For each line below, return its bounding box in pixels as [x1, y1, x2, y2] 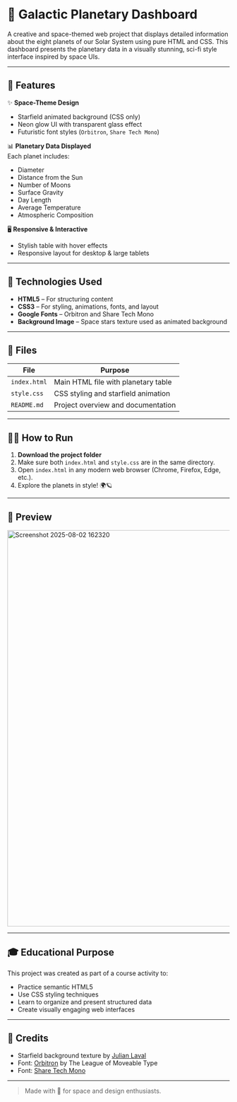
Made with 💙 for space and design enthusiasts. [24, 1086, 162, 1095]
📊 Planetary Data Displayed [7, 142, 92, 150]
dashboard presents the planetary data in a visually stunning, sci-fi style [7, 45, 217, 53]
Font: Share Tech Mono [17, 1066, 86, 1074]
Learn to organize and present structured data [17, 997, 152, 1006]
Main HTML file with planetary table [54, 377, 172, 387]
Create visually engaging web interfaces [17, 1005, 135, 1014]
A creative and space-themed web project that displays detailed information [7, 30, 229, 38]
